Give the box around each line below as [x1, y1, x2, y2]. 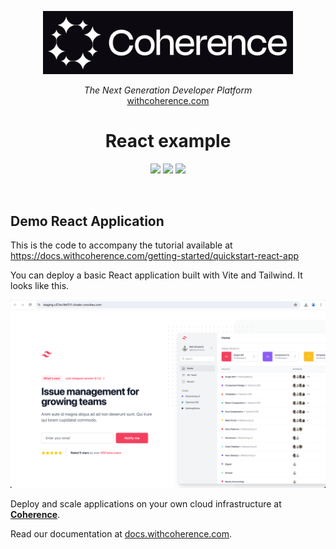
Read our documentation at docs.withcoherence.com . [10, 528, 233, 540]
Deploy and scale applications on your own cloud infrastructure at [10, 498, 282, 510]
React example [104, 130, 232, 153]
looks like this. [10, 279, 70, 291]
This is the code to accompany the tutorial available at [10, 239, 233, 251]
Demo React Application [10, 212, 165, 230]
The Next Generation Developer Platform [83, 84, 253, 96]
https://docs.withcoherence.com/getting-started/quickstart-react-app [10, 249, 300, 261]
